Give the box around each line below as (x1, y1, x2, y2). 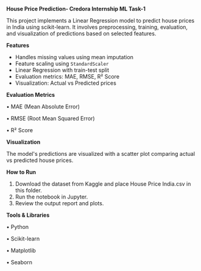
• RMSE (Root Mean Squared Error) (6, 115, 96, 122)
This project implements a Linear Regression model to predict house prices (6, 17, 195, 24)
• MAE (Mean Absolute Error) (6, 103, 80, 110)
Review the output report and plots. (15, 200, 104, 206)
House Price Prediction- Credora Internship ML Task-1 (6, 5, 146, 12)
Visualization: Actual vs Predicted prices (15, 79, 117, 86)
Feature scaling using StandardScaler (15, 60, 109, 67)
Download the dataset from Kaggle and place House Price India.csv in (15, 180, 191, 188)
